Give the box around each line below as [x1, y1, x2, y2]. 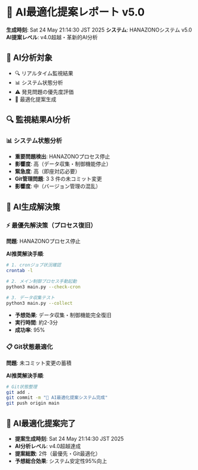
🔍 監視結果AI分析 [6, 115, 71, 125]
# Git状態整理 [6, 384, 37, 390]
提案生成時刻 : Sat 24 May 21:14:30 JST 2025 [14, 435, 124, 442]
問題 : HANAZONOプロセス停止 [6, 238, 81, 245]
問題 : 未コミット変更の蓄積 [6, 359, 72, 366]
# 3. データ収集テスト [6, 295, 55, 301]
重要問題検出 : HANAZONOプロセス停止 [14, 153, 111, 160]
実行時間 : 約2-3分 [14, 319, 58, 326]
